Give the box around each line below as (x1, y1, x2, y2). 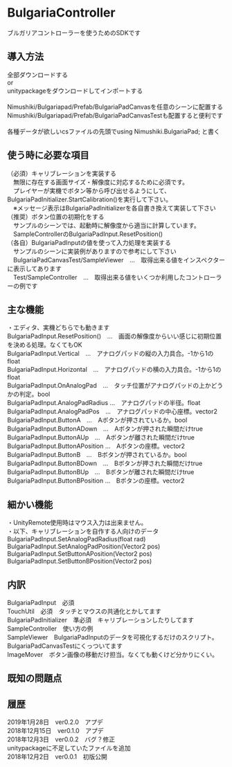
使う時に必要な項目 (7, 150, 89, 161)
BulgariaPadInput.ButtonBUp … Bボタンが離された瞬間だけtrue (7, 468, 195, 476)
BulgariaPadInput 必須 (7, 599, 75, 606)
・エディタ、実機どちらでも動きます (7, 323, 110, 332)
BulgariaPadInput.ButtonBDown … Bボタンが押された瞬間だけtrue (7, 459, 203, 468)
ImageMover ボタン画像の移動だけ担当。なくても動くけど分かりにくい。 (7, 651, 219, 658)
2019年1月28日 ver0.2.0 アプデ (7, 718, 104, 726)
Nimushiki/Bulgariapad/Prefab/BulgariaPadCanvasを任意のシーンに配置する (7, 102, 224, 111)
